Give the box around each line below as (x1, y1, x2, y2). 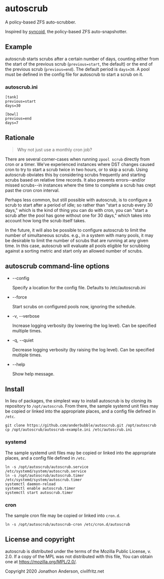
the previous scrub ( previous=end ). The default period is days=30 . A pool (5, 66, 150, 72)
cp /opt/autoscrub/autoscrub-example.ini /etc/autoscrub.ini (5, 427, 133, 432)
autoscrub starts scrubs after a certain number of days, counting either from (5, 56, 159, 62)
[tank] (5, 95, 19, 100)
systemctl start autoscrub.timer (5, 490, 73, 495)
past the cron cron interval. (5, 187, 60, 193)
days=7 (5, 120, 19, 125)
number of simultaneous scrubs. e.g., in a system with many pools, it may (5, 232, 154, 238)
